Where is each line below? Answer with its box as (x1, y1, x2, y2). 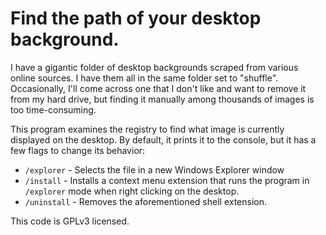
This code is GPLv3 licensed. (10, 215, 130, 227)
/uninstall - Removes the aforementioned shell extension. (24, 195, 268, 207)
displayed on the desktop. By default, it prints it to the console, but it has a (10, 133, 317, 146)
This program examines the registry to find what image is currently (10, 123, 285, 135)
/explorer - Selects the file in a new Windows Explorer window (24, 163, 285, 176)
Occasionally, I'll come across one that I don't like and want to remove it (10, 82, 307, 94)
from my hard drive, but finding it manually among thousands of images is (10, 93, 315, 105)
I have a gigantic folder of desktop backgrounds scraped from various (10, 61, 299, 73)
